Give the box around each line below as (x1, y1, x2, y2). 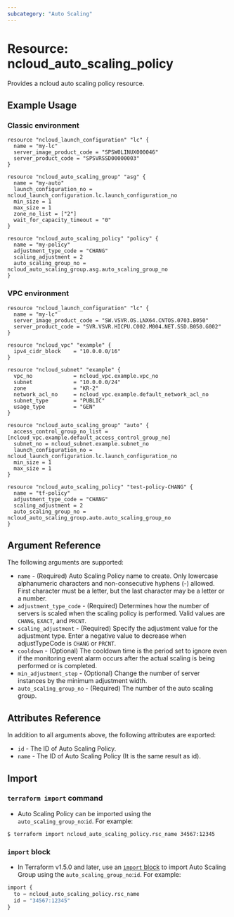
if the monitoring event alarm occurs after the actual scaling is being (17, 654, 216, 663)
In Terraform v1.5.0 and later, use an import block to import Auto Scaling (17, 863, 226, 871)
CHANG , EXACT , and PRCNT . (17, 617, 86, 625)
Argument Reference (7, 539, 101, 551)
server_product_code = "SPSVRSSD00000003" (13, 155, 140, 162)
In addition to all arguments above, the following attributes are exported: (7, 731, 216, 739)
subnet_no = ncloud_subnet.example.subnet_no (13, 440, 150, 448)
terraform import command (7, 794, 103, 804)
